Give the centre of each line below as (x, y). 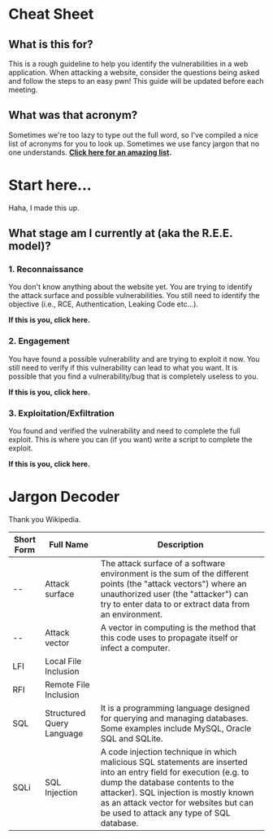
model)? (30, 246)
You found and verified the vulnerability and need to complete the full (125, 431)
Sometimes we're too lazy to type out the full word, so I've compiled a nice (133, 134)
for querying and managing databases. (174, 718)
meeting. (23, 90)
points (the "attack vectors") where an (173, 583)
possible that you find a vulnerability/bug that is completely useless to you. (133, 376)
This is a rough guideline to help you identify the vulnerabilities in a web (128, 64)
